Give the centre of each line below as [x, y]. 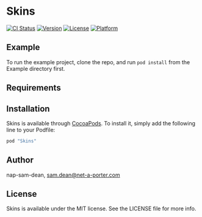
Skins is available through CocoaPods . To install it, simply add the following [101, 123]
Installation [28, 108]
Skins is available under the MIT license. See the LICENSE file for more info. [101, 208]
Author [20, 160]
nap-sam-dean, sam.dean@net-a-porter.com [63, 175]
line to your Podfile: [31, 130]
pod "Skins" [21, 141]
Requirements [34, 88]
